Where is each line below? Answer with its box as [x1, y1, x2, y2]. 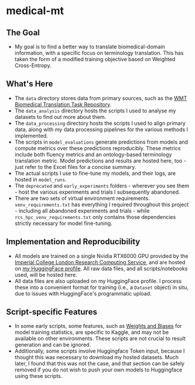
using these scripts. [14, 373, 63, 380]
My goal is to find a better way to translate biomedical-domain [14, 43, 166, 50]
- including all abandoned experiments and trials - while [14, 207, 150, 214]
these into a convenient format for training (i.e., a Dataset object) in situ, [14, 284, 189, 291]
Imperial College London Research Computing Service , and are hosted [14, 258, 186, 265]
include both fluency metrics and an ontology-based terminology [14, 151, 172, 158]
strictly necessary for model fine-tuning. [14, 220, 113, 227]
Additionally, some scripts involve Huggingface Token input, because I [14, 347, 185, 354]
